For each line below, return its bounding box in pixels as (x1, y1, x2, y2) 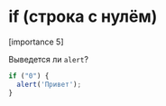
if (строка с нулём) (8, 6, 158, 27)
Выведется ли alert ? (8, 53, 89, 64)
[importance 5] (8, 36, 64, 47)
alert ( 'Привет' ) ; (16, 80, 82, 89)
